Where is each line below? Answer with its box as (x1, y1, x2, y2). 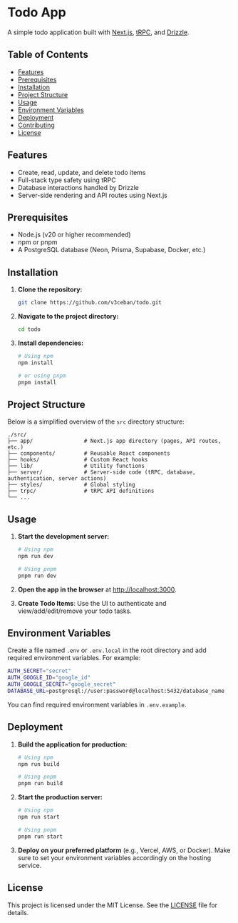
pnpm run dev (17, 572, 57, 579)
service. (17, 861, 42, 869)
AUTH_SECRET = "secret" (7, 667, 72, 675)
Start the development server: (17, 532, 110, 541)
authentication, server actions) (7, 475, 107, 482)
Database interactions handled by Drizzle (17, 183, 139, 191)
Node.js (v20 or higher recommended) (17, 230, 131, 239)
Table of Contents (7, 49, 89, 61)
